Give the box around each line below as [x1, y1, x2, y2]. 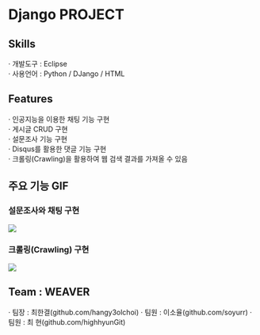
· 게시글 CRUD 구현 [8, 124, 69, 134]
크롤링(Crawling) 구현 [8, 244, 90, 255]
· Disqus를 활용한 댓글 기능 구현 [8, 144, 107, 154]
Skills [8, 37, 36, 51]
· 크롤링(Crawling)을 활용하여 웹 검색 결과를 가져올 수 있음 [8, 154, 188, 163]
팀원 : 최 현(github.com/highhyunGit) [8, 317, 126, 326]
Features [8, 93, 53, 106]
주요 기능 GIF [8, 180, 69, 193]
